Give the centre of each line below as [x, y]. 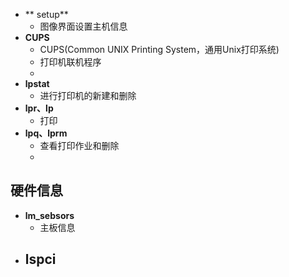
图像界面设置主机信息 [83, 26]
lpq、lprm [46, 133]
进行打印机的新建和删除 [88, 95]
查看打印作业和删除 [79, 145]
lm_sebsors [49, 215]
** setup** [46, 14]
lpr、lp [39, 108]
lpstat [37, 83]
